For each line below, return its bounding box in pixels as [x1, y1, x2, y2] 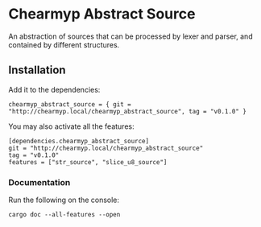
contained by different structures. [8, 39, 120, 49]
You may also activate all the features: [8, 122, 135, 131]
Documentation [8, 176, 71, 188]
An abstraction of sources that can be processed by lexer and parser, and [8, 31, 253, 41]
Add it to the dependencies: [8, 85, 101, 94]
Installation [8, 64, 66, 77]
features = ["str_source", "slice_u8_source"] [8, 158, 168, 166]
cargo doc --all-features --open [8, 211, 121, 219]
